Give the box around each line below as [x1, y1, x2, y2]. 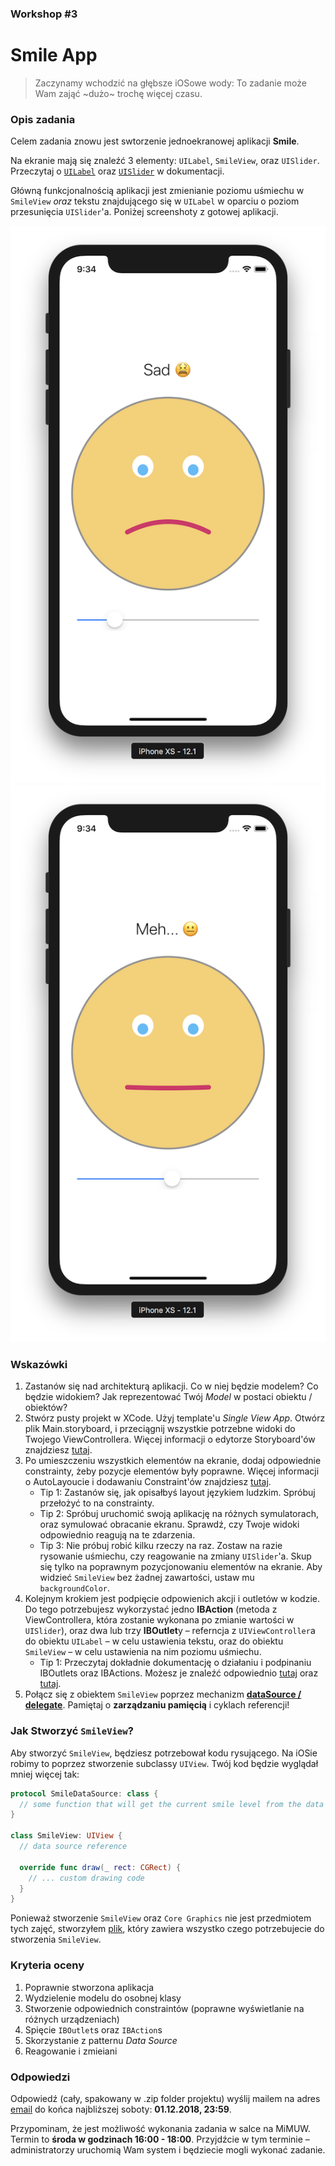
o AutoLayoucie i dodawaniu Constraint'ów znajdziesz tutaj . [24, 1476, 272, 1488]
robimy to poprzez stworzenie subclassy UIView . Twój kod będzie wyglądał [10, 1757, 319, 1769]
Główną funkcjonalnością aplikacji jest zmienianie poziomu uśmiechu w [10, 185, 305, 197]
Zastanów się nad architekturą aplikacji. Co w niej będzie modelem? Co [24, 1380, 319, 1392]
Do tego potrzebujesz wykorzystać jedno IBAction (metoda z [24, 1603, 278, 1616]
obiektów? [24, 1402, 68, 1414]
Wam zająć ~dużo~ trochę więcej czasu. [34, 87, 203, 99]
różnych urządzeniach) [24, 2013, 120, 2025]
